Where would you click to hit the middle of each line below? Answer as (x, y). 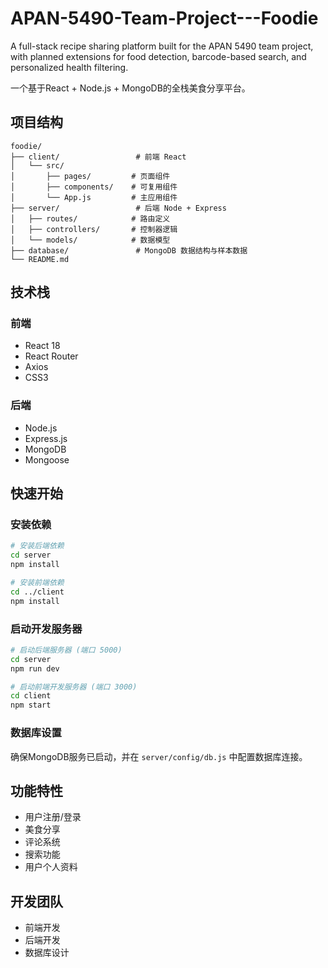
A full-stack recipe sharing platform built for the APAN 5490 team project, (162, 46)
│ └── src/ (37, 165)
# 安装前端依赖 (37, 583)
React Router (51, 356)
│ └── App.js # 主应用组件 (94, 197)
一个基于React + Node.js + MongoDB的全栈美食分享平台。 (130, 88)
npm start (31, 705)
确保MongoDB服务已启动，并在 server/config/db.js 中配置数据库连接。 (159, 756)
